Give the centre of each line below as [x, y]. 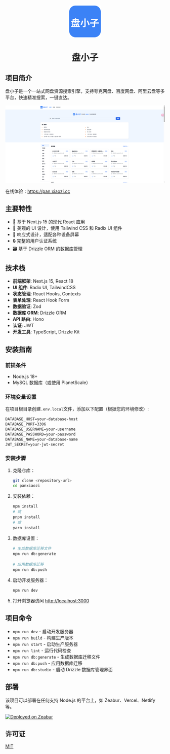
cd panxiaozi [26, 486]
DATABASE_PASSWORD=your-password [40, 434]
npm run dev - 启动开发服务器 [43, 631]
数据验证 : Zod [27, 306]
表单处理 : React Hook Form [41, 300]
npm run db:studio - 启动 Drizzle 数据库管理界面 [62, 669]
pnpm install [26, 517]
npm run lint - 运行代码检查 [42, 650]
